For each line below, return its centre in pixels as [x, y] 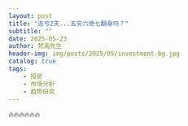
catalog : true [33, 62]
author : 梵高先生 [35, 46]
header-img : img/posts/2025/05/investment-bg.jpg [94, 54]
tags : [17, 69]
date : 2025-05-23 [38, 39]
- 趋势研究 [39, 91]
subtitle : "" [31, 31]
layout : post [31, 16]
